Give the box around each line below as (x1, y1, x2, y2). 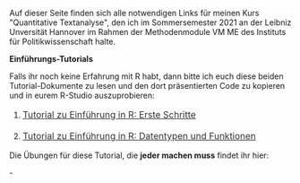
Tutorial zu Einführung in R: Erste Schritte (21, 109, 197, 120)
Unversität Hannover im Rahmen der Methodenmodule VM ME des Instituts (9, 27, 287, 37)
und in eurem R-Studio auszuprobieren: (9, 90, 155, 100)
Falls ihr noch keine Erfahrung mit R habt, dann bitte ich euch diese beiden (9, 71, 284, 82)
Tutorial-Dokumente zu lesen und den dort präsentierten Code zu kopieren (9, 81, 286, 91)
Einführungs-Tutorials (9, 54, 94, 64)
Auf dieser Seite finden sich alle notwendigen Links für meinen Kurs (9, 8, 260, 18)
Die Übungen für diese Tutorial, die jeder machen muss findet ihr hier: (9, 150, 270, 161)
